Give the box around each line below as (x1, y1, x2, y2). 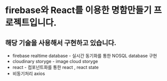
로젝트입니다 (5, 17, 54, 28)
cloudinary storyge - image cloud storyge (12, 58, 98, 64)
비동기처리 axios (12, 70, 45, 76)
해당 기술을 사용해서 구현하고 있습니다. (5, 38, 116, 47)
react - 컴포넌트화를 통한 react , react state (12, 64, 99, 70)
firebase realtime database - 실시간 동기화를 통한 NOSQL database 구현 (12, 53, 157, 58)
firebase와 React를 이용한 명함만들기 (5, 4, 152, 16)
